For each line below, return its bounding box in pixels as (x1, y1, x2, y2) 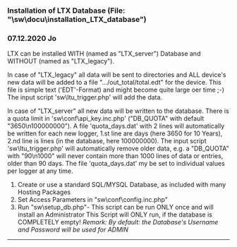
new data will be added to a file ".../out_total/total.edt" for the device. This (7, 78, 221, 87)
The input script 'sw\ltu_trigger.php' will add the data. (7, 93, 163, 102)
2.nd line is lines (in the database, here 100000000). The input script (7, 137, 207, 145)
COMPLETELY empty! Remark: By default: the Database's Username (17, 218, 219, 227)
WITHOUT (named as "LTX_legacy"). (7, 57, 115, 66)
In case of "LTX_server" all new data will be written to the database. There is (7, 107, 229, 115)
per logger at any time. (7, 167, 73, 175)
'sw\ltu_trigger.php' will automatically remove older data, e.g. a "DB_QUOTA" (7, 144, 229, 153)
